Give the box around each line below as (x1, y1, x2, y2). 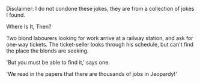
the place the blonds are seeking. (6, 47, 89, 54)
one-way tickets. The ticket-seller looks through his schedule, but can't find (6, 41, 194, 48)
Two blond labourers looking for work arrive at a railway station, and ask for (6, 35, 193, 41)
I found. (6, 11, 26, 19)
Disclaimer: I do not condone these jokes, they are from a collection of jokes (6, 5, 195, 12)
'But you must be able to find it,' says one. (6, 59, 110, 66)
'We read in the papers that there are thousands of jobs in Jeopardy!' (6, 70, 177, 77)
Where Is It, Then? (6, 23, 52, 30)
